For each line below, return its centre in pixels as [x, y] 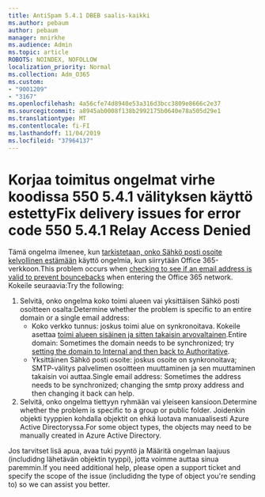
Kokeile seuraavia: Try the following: [66, 286]
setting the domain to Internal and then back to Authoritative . [131, 351]
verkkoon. [25, 269]
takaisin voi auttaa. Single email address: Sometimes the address [136, 377]
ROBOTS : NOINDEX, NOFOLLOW [53, 60]
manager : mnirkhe [37, 38]
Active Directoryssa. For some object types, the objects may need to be [135, 427]
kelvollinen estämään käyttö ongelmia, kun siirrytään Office [105, 260]
